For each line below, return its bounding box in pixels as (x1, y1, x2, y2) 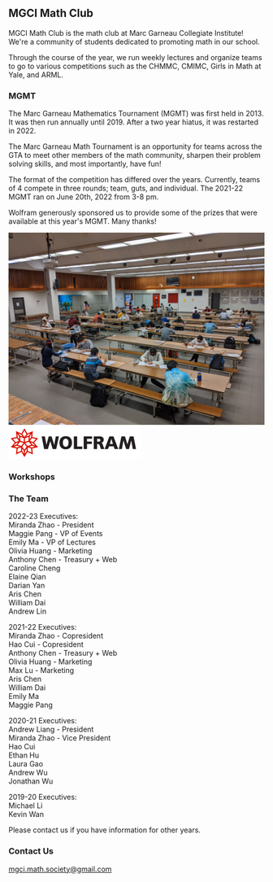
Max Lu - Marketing (8, 666, 75, 675)
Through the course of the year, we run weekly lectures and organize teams (8, 52, 262, 62)
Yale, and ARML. (8, 69, 63, 80)
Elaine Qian (8, 572, 46, 582)
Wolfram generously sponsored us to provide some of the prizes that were (8, 207, 258, 218)
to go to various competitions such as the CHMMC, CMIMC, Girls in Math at (8, 61, 262, 71)
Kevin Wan (8, 810, 45, 819)
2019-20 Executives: (8, 792, 77, 802)
